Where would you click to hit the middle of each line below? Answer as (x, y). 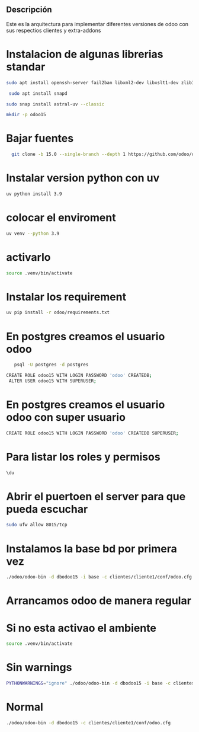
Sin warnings (39, 668)
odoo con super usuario (66, 418)
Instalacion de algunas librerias (85, 54)
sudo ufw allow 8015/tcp (37, 525)
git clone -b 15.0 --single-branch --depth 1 (69, 154)
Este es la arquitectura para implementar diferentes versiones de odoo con (97, 24)
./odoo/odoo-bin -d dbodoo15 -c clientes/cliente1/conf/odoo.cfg (88, 723)
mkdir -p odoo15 (26, 115)
